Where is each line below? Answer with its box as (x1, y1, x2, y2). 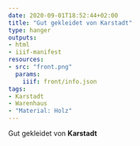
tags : (8, 84, 26, 93)
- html (8, 41, 30, 49)
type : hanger (8, 26, 51, 34)
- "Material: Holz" (8, 107, 73, 115)
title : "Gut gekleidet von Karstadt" (8, 19, 133, 27)
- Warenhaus (8, 99, 47, 107)
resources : (8, 56, 44, 64)
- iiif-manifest (8, 48, 62, 56)
